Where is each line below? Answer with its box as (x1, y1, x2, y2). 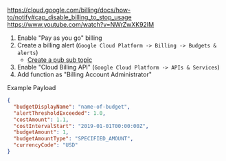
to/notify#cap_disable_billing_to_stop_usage (7, 13, 132, 21)
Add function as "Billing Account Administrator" (16, 70, 152, 78)
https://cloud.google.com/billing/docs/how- (7, 6, 131, 14)
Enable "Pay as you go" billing (16, 34, 102, 42)
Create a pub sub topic (27, 56, 93, 64)
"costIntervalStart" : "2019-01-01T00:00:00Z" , (13, 122, 149, 129)
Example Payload (7, 84, 56, 92)
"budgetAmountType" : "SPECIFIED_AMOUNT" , (13, 136, 134, 142)
